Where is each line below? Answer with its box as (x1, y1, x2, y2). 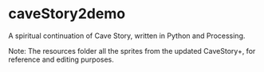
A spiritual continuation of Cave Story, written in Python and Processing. (8, 31, 246, 40)
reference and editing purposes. (8, 55, 114, 64)
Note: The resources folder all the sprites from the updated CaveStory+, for (8, 46, 256, 55)
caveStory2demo (8, 5, 126, 23)
